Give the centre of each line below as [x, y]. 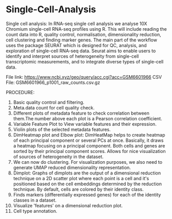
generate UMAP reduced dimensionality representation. [72, 167]
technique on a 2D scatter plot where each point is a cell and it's [81, 178]
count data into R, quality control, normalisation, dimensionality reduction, [83, 34]
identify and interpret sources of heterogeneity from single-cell [72, 56]
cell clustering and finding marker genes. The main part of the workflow [82, 40]
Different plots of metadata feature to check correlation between [81, 113]
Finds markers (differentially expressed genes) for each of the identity [87, 194]
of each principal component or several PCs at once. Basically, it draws [88, 140]
